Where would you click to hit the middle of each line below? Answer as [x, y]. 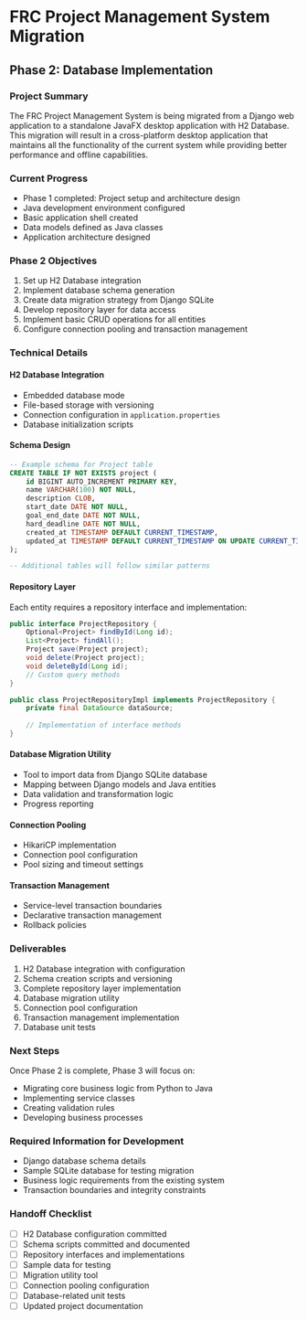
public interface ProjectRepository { [83, 623]
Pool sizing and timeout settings [83, 865]
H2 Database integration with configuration [104, 969]
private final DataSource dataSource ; [100, 708]
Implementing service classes [79, 1098]
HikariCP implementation [69, 845]
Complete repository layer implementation [102, 988]
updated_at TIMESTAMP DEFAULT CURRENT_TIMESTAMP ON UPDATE [141, 541]
